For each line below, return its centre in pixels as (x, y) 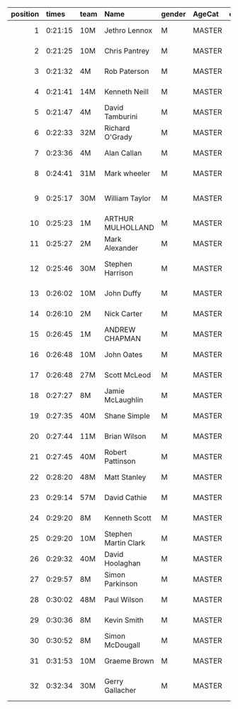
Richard (117, 128)
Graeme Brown (129, 661)
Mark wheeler (127, 173)
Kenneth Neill (126, 92)
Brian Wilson (125, 436)
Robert (115, 452)
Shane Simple (127, 416)
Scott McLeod (127, 375)
